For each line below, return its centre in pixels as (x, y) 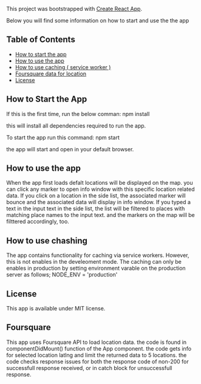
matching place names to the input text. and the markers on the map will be (101, 215)
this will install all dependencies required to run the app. (76, 125)
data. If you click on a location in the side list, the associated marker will (96, 196)
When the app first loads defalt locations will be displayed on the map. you (100, 183)
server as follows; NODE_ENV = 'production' (62, 275)
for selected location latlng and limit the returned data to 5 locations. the (97, 355)
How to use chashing (47, 240)
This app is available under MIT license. (56, 309)
